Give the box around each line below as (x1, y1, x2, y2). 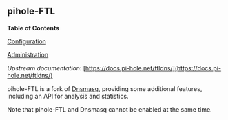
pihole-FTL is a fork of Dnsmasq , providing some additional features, (7, 84, 203, 92)
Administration (7, 50, 49, 59)
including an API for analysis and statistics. (7, 92, 129, 100)
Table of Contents (7, 23, 60, 32)
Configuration (7, 37, 47, 46)
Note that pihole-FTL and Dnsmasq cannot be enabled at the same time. (7, 105, 212, 113)
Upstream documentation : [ (7, 63, 86, 72)
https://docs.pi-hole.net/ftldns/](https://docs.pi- (85, 63, 222, 72)
